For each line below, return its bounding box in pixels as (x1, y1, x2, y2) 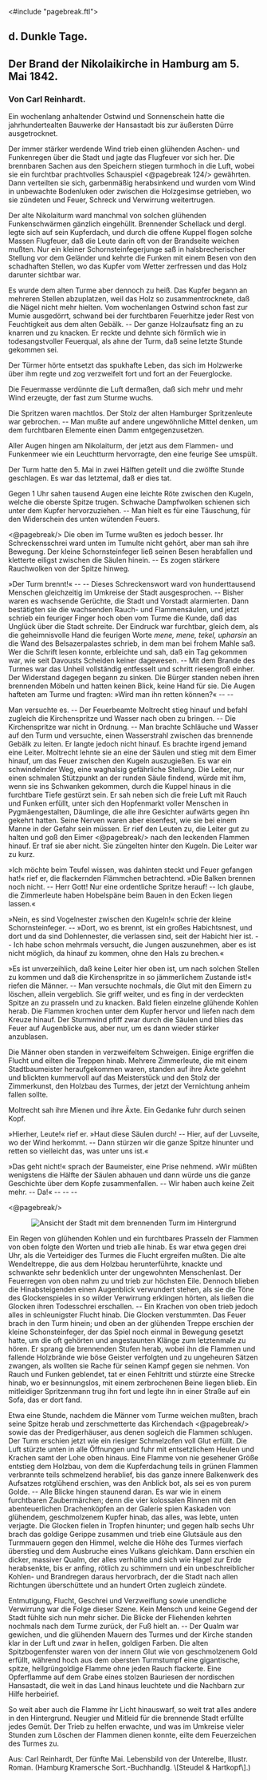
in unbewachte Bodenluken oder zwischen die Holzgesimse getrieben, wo (8, 187, 252, 197)
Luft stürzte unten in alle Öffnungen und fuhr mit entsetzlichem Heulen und (8, 1444, 255, 1454)
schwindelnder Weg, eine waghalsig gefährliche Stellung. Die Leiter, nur (8, 765, 245, 775)
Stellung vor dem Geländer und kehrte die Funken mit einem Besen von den (8, 253, 257, 263)
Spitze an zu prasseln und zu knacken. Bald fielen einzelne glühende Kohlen (8, 998, 259, 1008)
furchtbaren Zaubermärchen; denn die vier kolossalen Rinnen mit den (8, 1495, 237, 1505)
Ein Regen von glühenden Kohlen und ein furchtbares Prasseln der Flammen (8, 1234, 259, 1244)
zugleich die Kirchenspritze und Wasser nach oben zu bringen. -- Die (8, 714, 237, 723)
